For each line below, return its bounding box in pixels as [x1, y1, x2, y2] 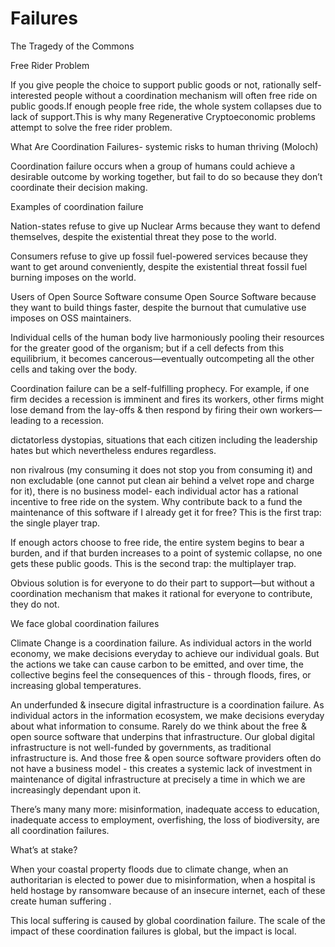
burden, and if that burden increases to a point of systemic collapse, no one [10, 547, 323, 559]
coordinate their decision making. [10, 181, 148, 193]
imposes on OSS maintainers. [10, 312, 132, 324]
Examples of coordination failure [10, 200, 144, 212]
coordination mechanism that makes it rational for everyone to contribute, [10, 587, 313, 599]
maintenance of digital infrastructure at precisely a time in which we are [10, 773, 306, 785]
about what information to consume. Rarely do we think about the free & [10, 720, 307, 732]
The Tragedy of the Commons [10, 40, 135, 52]
